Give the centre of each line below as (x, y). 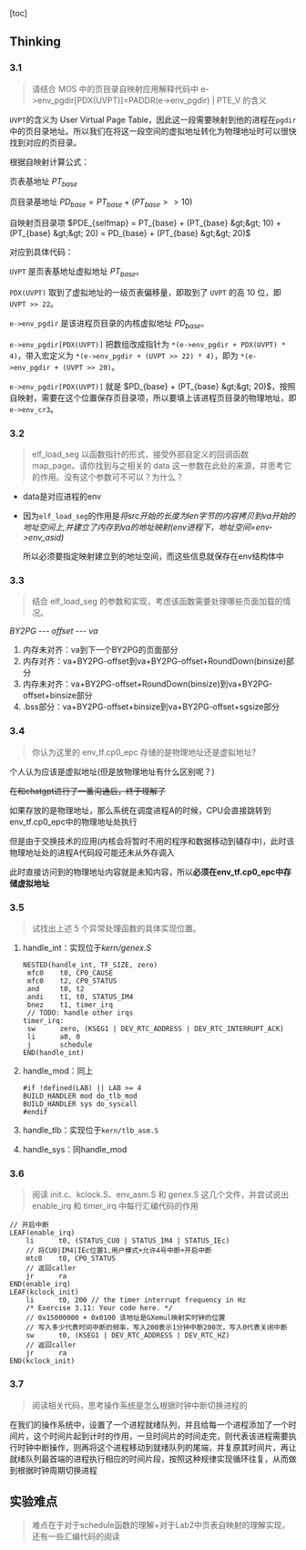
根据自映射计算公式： (49, 161)
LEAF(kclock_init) (44, 1292)
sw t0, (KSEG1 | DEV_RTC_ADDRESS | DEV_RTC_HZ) (128, 1336)
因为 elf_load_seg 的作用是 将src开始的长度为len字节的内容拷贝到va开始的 (159, 516)
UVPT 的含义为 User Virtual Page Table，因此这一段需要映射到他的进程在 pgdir (153, 119)
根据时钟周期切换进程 (57, 1470)
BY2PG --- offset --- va (54, 631)
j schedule (60, 1045)
